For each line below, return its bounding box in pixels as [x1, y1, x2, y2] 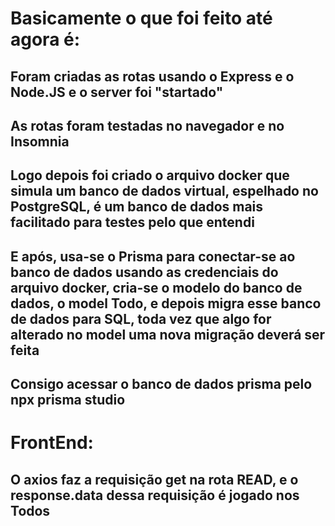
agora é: [10, 28, 81, 51]
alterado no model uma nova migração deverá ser [10, 326, 326, 343]
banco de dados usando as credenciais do [10, 263, 279, 281]
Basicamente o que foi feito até [10, 7, 273, 30]
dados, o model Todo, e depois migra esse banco [10, 295, 322, 312]
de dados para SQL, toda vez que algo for [10, 310, 272, 327]
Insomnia [10, 133, 70, 150]
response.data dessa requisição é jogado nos [10, 487, 300, 504]
